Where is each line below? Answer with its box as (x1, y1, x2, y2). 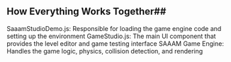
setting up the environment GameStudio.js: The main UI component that (6, 32, 217, 40)
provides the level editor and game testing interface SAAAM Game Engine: (6, 39, 225, 48)
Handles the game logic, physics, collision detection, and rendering (6, 46, 203, 55)
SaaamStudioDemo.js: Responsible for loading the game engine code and (6, 24, 222, 32)
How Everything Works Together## (6, 6, 167, 18)
